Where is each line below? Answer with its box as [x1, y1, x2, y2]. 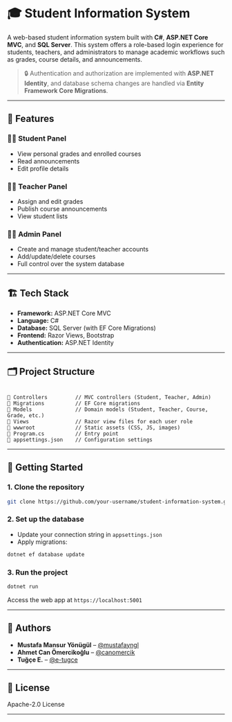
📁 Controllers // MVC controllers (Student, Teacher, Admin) [7, 394, 212, 400]
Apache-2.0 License [7, 701, 65, 709]
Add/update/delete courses [17, 252, 96, 261]
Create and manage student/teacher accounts [17, 245, 149, 254]
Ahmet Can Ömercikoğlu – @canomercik [17, 648, 135, 656]
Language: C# [17, 317, 59, 325]
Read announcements [17, 157, 80, 165]
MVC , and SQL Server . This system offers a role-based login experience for [7, 40, 224, 49]
